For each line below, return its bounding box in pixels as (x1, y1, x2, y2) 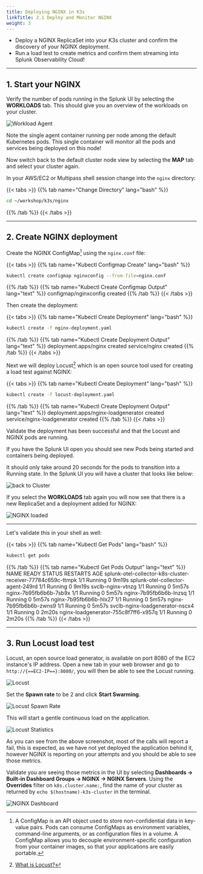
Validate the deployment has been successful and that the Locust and (6, 427, 180, 434)
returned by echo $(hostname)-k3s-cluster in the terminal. (6, 788, 151, 795)
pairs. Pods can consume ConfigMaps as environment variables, (30, 823, 191, 830)
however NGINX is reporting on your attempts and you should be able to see (6, 750, 196, 758)
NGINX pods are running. (6, 434, 69, 441)
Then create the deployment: (6, 302, 79, 309)
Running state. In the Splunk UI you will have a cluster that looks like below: (6, 470, 194, 477)
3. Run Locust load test (6, 638, 95, 649)
